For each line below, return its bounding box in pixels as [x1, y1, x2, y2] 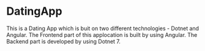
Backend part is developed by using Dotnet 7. [6, 37, 121, 45]
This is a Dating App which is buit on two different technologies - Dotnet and [6, 25, 199, 32]
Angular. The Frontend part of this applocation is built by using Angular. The [6, 31, 198, 38]
